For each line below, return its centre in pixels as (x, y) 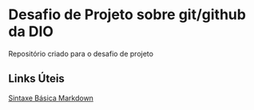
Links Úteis (37, 79)
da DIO (31, 31)
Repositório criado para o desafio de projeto (81, 53)
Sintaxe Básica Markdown (51, 98)
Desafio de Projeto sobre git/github (127, 15)
